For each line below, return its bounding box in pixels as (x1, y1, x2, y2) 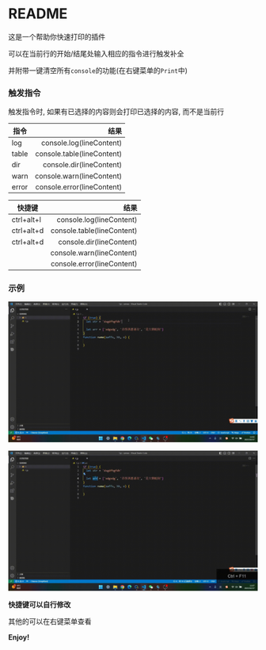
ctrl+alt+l (11, 215, 42, 224)
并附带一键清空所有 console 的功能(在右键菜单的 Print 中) (8, 65, 188, 75)
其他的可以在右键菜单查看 (8, 617, 92, 626)
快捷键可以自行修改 (8, 600, 71, 610)
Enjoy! (8, 633, 30, 642)
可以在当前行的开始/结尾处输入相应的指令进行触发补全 (8, 48, 184, 58)
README (8, 5, 68, 23)
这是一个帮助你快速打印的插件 (8, 32, 105, 41)
